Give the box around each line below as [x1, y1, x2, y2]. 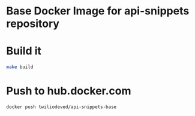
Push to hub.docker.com [6, 84, 131, 98]
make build [6, 64, 34, 70]
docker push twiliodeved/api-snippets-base [6, 103, 117, 110]
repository [6, 17, 60, 30]
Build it [6, 44, 42, 58]
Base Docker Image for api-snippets [6, 4, 190, 18]
